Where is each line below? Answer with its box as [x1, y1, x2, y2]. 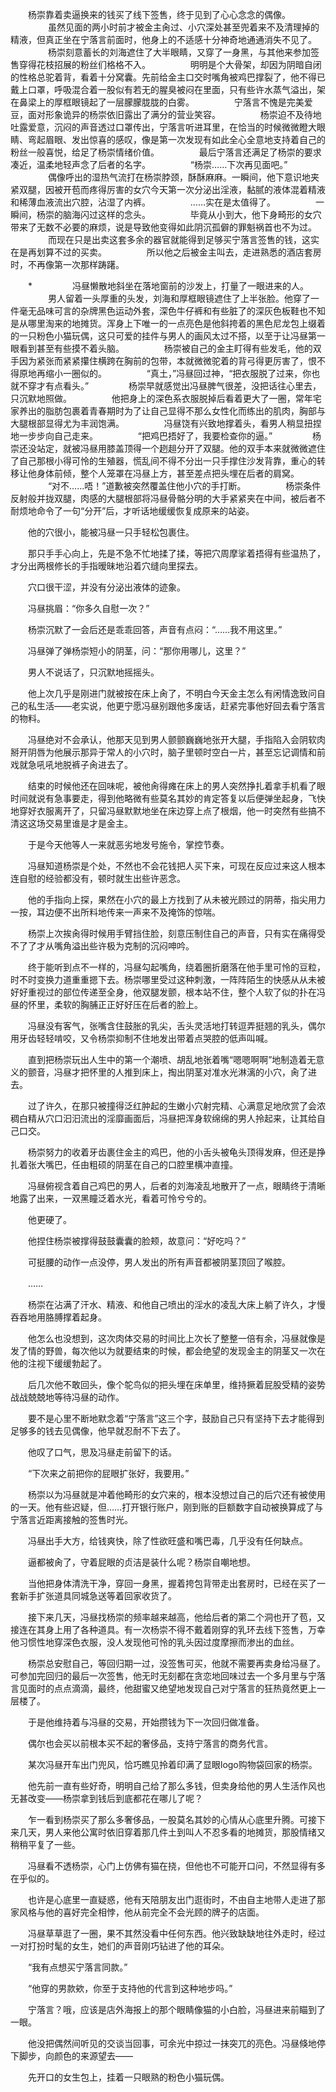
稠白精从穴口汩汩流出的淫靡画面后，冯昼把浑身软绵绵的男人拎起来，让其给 [10, 1113, 317, 1124]
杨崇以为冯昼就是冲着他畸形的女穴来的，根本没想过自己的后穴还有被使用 [27, 1489, 326, 1500]
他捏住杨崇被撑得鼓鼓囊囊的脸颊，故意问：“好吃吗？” [27, 1235, 247, 1247]
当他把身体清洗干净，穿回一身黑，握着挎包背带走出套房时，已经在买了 [27, 1578, 317, 1589]
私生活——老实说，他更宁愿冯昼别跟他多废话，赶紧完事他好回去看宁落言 [27, 700, 326, 712]
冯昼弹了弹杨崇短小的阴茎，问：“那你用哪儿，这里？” [27, 645, 247, 657]
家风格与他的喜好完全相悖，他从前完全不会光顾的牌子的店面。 [10, 1906, 265, 1918]
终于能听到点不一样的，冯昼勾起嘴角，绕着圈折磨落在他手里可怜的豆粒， [27, 961, 326, 973]
